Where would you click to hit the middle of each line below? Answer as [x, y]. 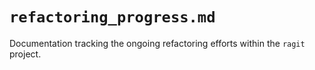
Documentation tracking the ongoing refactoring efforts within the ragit [157, 43]
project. [25, 54]
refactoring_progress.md [112, 17]
